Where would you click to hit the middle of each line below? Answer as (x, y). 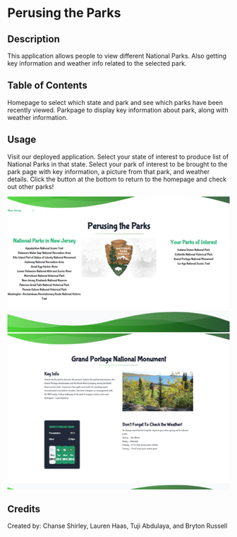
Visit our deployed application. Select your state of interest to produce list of (118, 156)
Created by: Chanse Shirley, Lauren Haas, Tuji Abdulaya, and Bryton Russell (117, 526)
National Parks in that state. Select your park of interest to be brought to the (117, 164)
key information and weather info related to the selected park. (97, 63)
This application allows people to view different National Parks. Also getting (117, 56)
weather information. (38, 117)
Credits (24, 509)
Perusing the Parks (64, 13)
